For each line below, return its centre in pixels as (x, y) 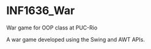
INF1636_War (40, 11)
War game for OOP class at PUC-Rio (52, 28)
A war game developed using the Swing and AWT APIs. (75, 39)
